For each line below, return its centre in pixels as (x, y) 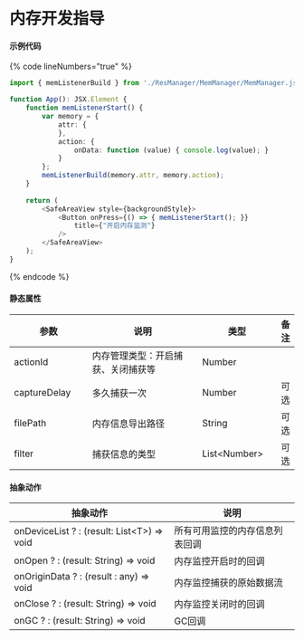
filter (24, 454)
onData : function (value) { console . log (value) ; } (171, 150)
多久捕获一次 (119, 393)
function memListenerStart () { (85, 108)
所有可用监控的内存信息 (224, 530)
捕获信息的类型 (124, 454)
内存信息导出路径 (128, 424)
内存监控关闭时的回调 (219, 605)
